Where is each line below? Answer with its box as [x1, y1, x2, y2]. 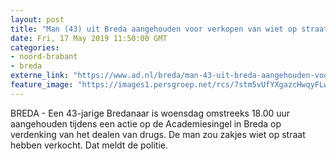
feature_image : [10, 80, 74, 90]
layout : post [10, 14, 65, 25]
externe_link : [10, 71, 70, 81]
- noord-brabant [10, 52, 78, 62]
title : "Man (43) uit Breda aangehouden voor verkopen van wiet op [10, 24, 298, 34]
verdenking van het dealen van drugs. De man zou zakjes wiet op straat [10, 128, 306, 140]
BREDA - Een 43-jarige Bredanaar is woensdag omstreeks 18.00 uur [10, 107, 291, 119]
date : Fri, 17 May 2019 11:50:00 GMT [10, 33, 168, 43]
